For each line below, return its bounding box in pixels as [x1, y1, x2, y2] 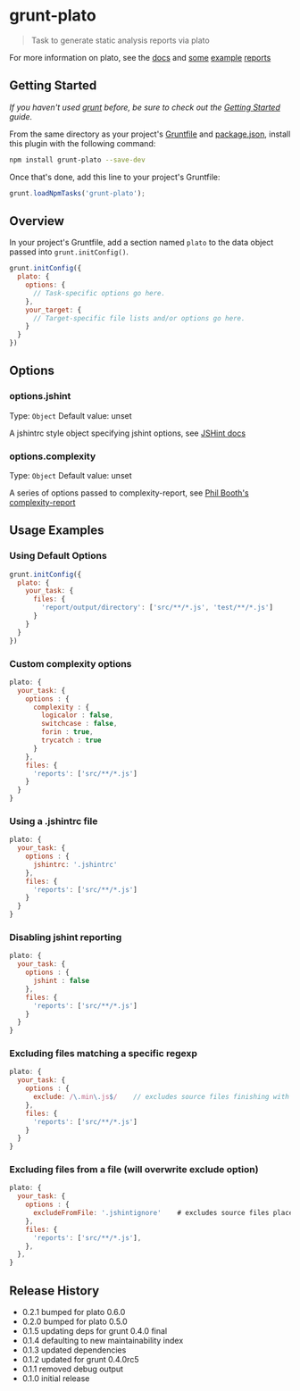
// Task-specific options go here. [32, 288, 166, 297]
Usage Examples [9, 523, 104, 538]
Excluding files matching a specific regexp [9, 1047, 198, 1060]
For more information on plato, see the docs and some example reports [9, 52, 271, 62]
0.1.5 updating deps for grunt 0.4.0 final [21, 1326, 168, 1337]
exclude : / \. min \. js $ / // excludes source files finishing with [32, 1093, 290, 1102]
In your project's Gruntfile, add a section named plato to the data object [9, 237, 274, 248]
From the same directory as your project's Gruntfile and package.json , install [9, 129, 291, 139]
